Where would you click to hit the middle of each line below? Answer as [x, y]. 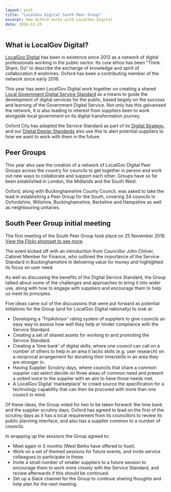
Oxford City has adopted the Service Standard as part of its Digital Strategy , [85, 126]
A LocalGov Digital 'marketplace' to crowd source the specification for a [88, 384]
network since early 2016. [32, 79]
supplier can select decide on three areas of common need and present [88, 373]
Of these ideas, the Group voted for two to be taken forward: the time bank [84, 404]
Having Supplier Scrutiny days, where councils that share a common [84, 367]
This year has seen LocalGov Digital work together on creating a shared [81, 89]
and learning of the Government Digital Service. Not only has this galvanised [86, 105]
